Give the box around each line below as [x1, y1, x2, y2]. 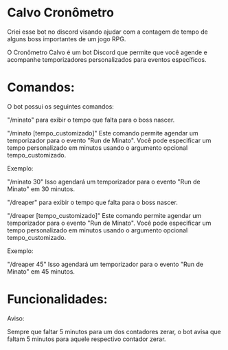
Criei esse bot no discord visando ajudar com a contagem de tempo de [7, 28, 208, 36]
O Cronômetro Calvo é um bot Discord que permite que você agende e [7, 48, 207, 56]
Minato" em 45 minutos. [7, 267, 76, 276]
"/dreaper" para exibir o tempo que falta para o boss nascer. [7, 198, 179, 206]
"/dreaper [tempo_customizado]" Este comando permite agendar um [7, 211, 202, 219]
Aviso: [7, 314, 25, 322]
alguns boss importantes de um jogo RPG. [7, 34, 126, 43]
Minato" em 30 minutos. [7, 184, 76, 193]
